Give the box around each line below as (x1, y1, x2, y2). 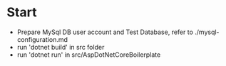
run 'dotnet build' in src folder (16, 43, 105, 51)
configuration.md (16, 35, 68, 43)
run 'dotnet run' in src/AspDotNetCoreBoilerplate (16, 50, 161, 59)
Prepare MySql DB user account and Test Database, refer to (16, 28, 194, 36)
